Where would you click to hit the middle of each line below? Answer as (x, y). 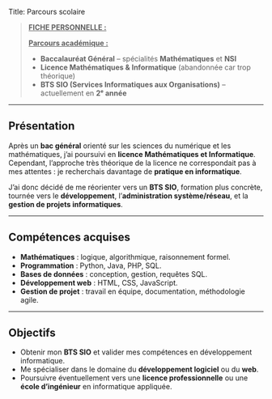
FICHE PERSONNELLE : (67, 27)
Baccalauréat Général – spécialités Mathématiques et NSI (138, 59)
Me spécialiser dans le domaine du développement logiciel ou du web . (139, 369)
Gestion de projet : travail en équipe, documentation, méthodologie (132, 291)
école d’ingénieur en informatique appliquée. (96, 387)
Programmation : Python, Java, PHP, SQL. (91, 265)
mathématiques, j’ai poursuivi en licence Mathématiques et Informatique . (132, 154)
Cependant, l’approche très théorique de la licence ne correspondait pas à (132, 163)
